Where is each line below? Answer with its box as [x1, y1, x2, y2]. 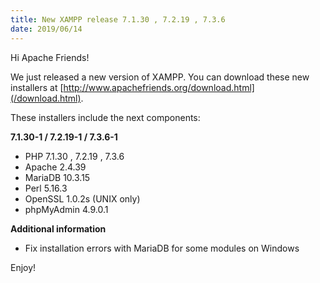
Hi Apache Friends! [10, 51, 90, 63]
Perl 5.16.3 [24, 182, 68, 194]
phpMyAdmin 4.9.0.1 [24, 203, 109, 215]
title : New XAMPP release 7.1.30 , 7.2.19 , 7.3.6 [10, 14, 226, 25]
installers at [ [10, 81, 64, 93]
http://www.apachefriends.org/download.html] [63, 81, 255, 93]
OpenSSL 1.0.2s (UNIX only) [24, 192, 141, 205]
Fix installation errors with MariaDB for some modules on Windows [24, 242, 300, 254]
